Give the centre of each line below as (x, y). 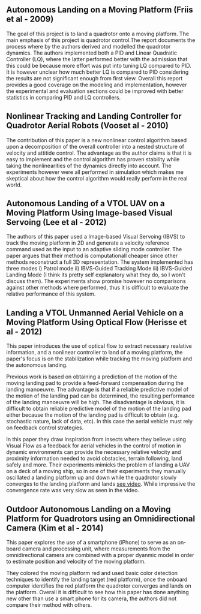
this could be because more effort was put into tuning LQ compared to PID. (99, 65)
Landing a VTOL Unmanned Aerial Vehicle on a (95, 313)
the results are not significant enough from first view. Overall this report (94, 78)
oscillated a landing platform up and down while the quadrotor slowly (91, 478)
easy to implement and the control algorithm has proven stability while (93, 159)
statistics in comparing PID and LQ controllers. (64, 97)
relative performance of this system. (51, 294)
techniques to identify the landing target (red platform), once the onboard (97, 580)
